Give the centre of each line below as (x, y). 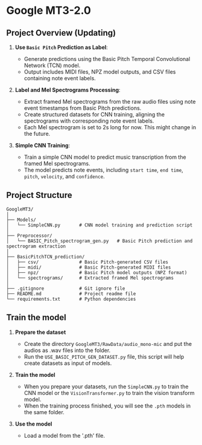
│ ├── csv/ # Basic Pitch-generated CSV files (87, 262)
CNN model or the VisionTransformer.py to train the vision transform (109, 392)
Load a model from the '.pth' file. (65, 435)
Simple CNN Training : (43, 145)
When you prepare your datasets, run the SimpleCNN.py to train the (106, 386)
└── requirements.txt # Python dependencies (71, 299)
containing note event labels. (60, 78)
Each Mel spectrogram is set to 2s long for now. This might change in (110, 127)
